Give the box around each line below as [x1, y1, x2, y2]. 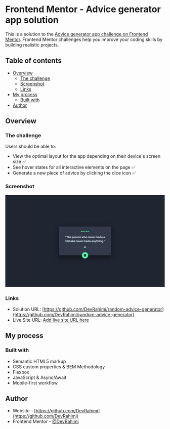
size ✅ [12, 158, 27, 165]
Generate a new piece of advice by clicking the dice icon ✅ [12, 170, 137, 176]
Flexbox [12, 369, 29, 375]
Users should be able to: [5, 143, 57, 150]
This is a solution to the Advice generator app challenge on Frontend [5, 31, 148, 37]
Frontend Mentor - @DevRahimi [12, 418, 79, 424]
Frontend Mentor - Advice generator [5, 4, 161, 15]
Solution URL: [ [12, 306, 44, 312]
